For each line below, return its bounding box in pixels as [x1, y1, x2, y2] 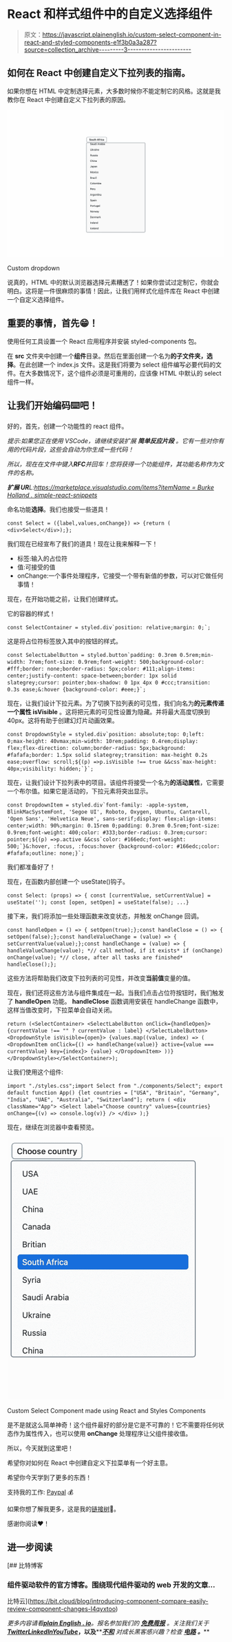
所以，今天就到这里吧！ [7, 1443, 74, 1452]
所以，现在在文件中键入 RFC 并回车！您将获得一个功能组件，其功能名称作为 [7, 460, 218, 469]
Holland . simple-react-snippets [7, 491, 98, 500]
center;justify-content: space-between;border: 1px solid [7, 673, 177, 680]
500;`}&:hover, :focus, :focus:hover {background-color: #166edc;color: [7, 843, 220, 850]
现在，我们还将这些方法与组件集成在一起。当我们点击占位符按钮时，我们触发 [7, 989, 224, 997]
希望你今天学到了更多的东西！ [7, 1473, 92, 1481]
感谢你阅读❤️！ [7, 1519, 50, 1528]
